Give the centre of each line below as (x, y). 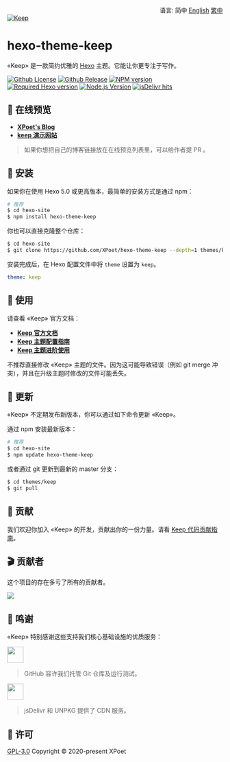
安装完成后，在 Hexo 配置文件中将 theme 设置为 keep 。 (84, 264)
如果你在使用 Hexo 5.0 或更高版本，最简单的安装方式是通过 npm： (100, 191)
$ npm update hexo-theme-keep (50, 455)
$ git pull (23, 488)
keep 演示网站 (37, 135)
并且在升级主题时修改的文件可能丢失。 (76, 373)
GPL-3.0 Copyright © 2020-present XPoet (67, 751)
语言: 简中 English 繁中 (191, 10)
